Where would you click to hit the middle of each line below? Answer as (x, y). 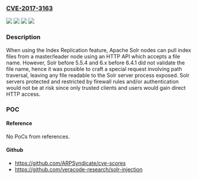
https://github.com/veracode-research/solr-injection (79, 169)
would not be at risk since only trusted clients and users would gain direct (96, 87)
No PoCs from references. (38, 136)
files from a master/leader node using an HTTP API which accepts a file (93, 56)
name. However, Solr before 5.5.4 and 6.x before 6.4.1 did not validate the (96, 63)
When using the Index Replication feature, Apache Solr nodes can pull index (98, 50)
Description (23, 37)
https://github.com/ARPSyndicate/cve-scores (70, 163)
